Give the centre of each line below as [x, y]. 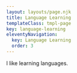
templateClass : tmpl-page [38, 23]
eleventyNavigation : [32, 35]
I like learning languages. [37, 63]
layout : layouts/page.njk [38, 12]
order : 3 [23, 46]
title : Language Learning [38, 18]
